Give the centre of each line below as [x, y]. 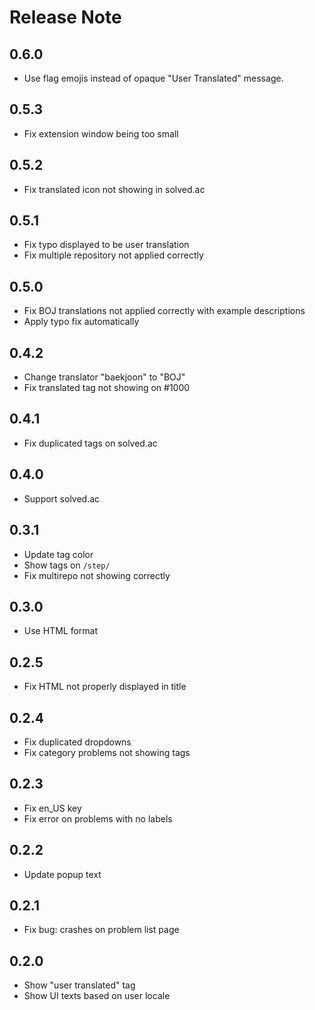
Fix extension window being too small [101, 133]
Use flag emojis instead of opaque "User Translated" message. [153, 78]
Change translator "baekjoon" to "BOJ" [104, 377]
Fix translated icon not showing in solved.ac [114, 189]
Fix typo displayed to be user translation [106, 245]
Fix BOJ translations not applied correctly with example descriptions [164, 311]
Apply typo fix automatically [81, 322]
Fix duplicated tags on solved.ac [90, 443]
